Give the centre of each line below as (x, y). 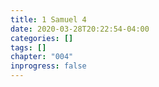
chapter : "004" (42, 57)
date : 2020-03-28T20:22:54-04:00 (80, 29)
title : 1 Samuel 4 (48, 19)
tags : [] (28, 47)
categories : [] (42, 38)
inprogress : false (48, 66)
